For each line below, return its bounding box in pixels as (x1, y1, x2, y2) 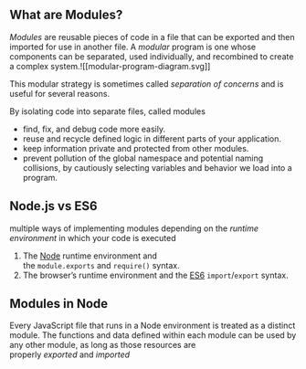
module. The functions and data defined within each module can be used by (9, 330, 297, 341)
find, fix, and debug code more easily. (22, 123, 166, 134)
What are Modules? (9, 7, 123, 23)
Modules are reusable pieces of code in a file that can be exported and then (9, 31, 295, 42)
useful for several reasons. (9, 88, 111, 99)
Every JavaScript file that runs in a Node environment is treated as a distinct (9, 320, 296, 332)
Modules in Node (9, 296, 109, 311)
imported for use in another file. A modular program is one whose (9, 41, 257, 52)
